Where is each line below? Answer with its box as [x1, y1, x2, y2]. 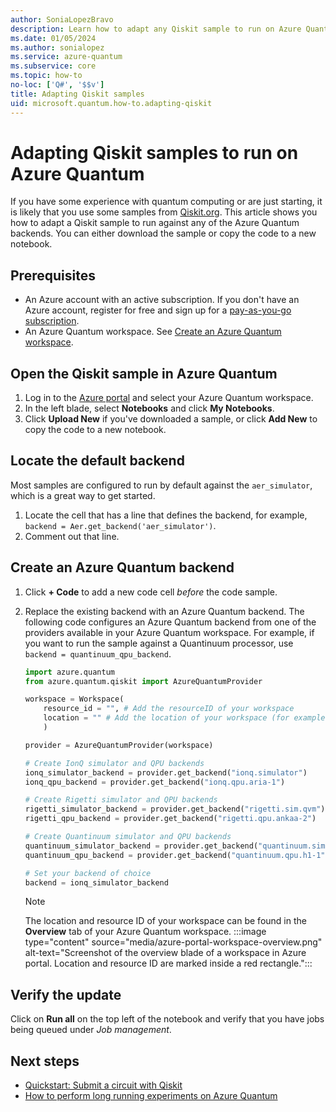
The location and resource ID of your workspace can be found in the [24, 915, 307, 927]
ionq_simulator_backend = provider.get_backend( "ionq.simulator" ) [24, 767, 308, 778]
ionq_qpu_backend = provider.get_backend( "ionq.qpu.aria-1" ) [24, 777, 286, 787]
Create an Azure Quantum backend [10, 559, 235, 576]
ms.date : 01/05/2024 [10, 33, 97, 43]
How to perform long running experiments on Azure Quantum [24, 1090, 278, 1102]
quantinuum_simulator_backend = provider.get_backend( [24, 841, 259, 851]
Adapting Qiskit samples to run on [10, 141, 299, 164]
